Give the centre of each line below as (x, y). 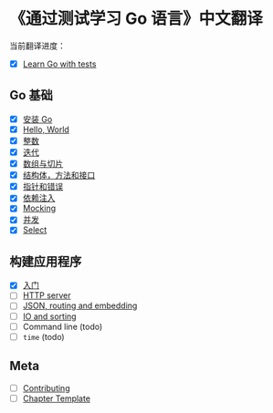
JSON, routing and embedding (80, 305)
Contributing (46, 387)
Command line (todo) (63, 326)
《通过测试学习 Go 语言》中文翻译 (136, 19)
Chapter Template (57, 398)
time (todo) (44, 336)
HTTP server (47, 295)
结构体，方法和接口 (59, 175)
